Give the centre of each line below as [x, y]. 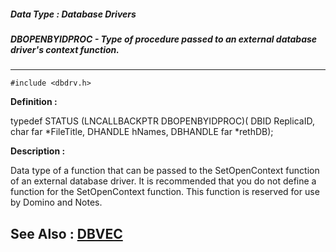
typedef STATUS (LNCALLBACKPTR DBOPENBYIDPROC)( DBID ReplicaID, [162, 121]
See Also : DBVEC [66, 233]
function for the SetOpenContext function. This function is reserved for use [165, 192]
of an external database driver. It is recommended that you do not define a [163, 181]
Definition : [34, 102]
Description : [38, 151]
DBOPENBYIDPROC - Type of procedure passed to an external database [164, 39]
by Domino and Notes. [56, 202]
